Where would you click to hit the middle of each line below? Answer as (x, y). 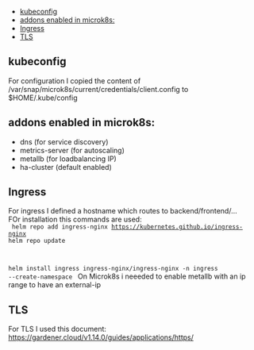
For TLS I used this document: (58, 329)
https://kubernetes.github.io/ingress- (177, 227)
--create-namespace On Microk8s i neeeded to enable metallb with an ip (127, 276)
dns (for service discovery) (64, 141)
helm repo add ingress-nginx (60, 227)
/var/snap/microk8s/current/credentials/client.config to (98, 89)
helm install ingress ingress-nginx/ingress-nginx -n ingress (113, 269)
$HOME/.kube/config (43, 98)
